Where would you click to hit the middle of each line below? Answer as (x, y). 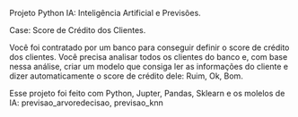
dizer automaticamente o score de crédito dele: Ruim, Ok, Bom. (127, 76)
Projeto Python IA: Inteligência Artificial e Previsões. (105, 13)
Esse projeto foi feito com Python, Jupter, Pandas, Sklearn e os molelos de (147, 93)
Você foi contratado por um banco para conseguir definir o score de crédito (149, 47)
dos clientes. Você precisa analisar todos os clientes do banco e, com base (149, 57)
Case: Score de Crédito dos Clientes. (78, 30)
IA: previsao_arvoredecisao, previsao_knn (86, 103)
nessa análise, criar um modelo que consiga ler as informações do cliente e (149, 67)
